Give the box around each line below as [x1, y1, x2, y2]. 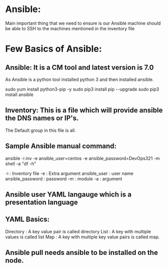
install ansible [5, 92, 34, 98]
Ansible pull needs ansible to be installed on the [5, 248, 158, 257]
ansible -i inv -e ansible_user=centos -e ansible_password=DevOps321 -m [5, 155, 160, 161]
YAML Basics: [5, 215, 50, 224]
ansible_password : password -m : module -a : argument [5, 175, 122, 182]
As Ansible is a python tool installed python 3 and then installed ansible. [5, 76, 154, 82]
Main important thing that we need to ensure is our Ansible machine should [5, 20, 161, 26]
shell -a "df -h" [5, 160, 37, 166]
